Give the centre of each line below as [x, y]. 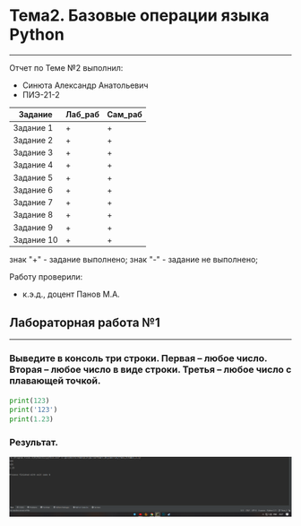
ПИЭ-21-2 [41, 94]
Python [37, 34]
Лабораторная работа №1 [85, 322]
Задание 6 [33, 190]
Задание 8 [33, 215]
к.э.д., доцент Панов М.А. [71, 294]
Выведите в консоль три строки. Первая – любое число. [138, 358]
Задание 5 [33, 177]
